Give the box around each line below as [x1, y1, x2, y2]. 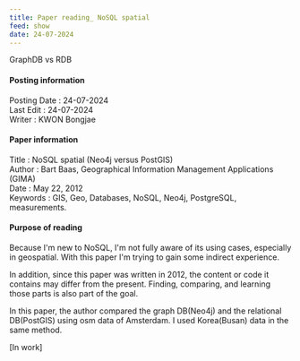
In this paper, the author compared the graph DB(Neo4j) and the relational [9, 305, 282, 316]
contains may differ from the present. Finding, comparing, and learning [9, 279, 271, 289]
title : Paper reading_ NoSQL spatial [9, 13, 150, 22]
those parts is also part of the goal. [9, 288, 139, 298]
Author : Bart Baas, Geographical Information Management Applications [9, 163, 274, 175]
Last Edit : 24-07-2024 [9, 104, 94, 115]
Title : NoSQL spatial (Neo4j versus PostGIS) [9, 154, 174, 165]
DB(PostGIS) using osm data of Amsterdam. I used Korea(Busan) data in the [9, 314, 289, 325]
